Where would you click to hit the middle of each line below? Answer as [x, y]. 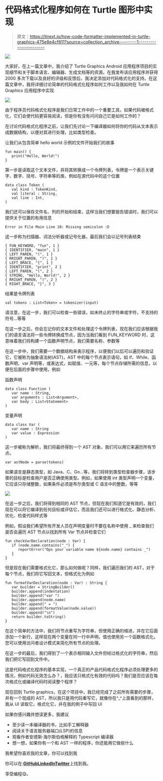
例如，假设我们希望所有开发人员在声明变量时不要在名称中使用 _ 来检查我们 [80, 526]
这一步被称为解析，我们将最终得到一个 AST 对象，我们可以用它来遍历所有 [78, 447]
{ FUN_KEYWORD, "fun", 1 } [32, 245]
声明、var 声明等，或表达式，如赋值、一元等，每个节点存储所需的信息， [81, 363]
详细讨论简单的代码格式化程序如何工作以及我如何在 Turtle [92, 84]
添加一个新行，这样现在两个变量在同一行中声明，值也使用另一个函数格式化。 [81, 636]
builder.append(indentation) [41, 591]
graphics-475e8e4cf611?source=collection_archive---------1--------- [86, 42]
